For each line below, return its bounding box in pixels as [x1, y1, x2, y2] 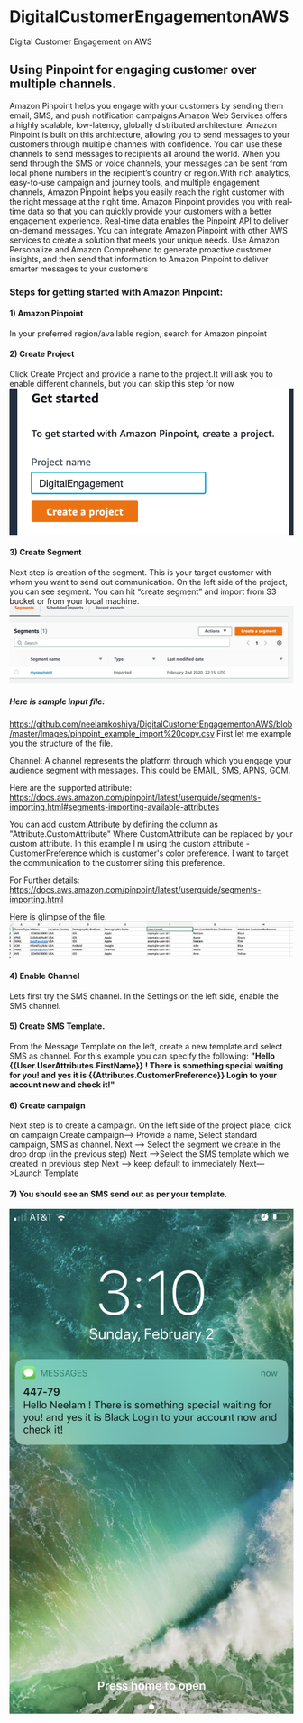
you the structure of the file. [9, 738, 114, 749]
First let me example [216, 729, 292, 739]
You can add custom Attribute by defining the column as [9, 819, 219, 830]
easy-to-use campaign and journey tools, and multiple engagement [9, 177, 260, 188]
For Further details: [9, 875, 80, 885]
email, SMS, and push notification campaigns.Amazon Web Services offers [9, 110, 288, 121]
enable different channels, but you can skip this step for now [9, 379, 234, 390]
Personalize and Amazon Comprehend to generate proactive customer [9, 243, 272, 254]
